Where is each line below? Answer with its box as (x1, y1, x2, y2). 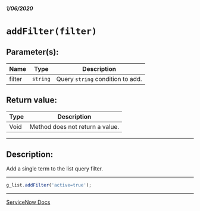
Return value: (6, 95, 58, 105)
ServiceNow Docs (6, 198, 51, 206)
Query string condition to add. (56, 75, 142, 83)
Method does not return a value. (29, 123, 120, 131)
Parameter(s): (6, 47, 59, 57)
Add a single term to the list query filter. (6, 165, 103, 172)
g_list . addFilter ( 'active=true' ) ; (6, 182, 92, 188)
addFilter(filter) (6, 26, 97, 37)
